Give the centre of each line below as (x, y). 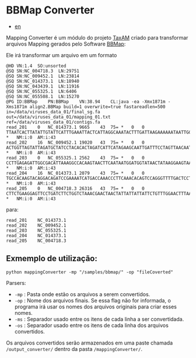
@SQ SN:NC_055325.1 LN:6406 (41, 91)
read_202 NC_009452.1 (36, 225)
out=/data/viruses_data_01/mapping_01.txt (58, 117)
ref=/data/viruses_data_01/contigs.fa (53, 122)
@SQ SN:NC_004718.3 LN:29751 (43, 71)
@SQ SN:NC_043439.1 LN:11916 (43, 86)
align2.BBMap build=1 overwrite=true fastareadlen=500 (97, 107)
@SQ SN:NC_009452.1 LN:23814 (43, 76)
